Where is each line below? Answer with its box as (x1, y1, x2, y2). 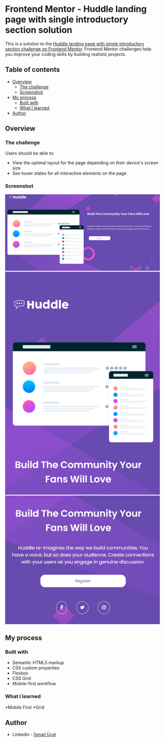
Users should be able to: (5, 150, 55, 156)
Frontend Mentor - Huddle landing (5, 3, 147, 15)
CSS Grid (12, 675, 31, 681)
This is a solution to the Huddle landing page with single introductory (5, 40, 144, 46)
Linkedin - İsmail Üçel (12, 732, 56, 738)
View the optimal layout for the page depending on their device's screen (12, 160, 159, 166)
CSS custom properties (12, 665, 60, 671)
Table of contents (5, 66, 60, 74)
